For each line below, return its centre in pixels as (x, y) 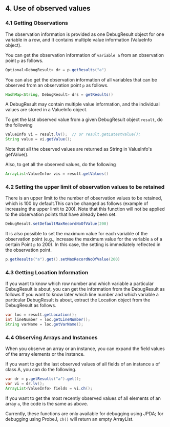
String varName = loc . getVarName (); (44, 324)
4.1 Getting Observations (37, 23)
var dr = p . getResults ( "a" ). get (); (43, 379)
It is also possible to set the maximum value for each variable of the (77, 234)
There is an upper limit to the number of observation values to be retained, (84, 198)
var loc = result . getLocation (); (41, 315)
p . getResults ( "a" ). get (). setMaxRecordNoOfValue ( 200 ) (63, 259)
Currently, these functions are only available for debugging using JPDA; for (84, 413)
